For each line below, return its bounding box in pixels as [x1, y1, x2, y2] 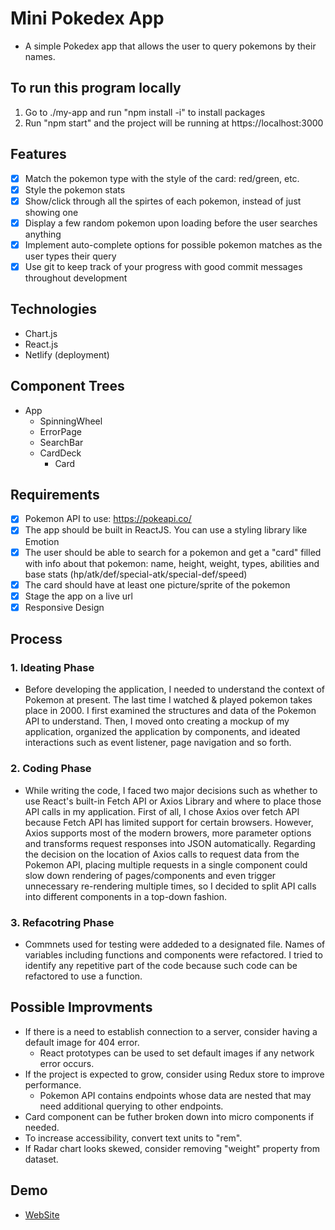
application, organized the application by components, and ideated [24, 726, 301, 738]
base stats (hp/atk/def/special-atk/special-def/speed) [24, 568, 248, 580]
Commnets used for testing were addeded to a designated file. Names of [24, 938, 326, 951]
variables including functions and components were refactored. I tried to [24, 949, 323, 961]
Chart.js [24, 327, 58, 339]
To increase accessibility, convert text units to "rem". [24, 1132, 243, 1144]
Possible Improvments [10, 999, 153, 1016]
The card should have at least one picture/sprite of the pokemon [24, 578, 291, 591]
